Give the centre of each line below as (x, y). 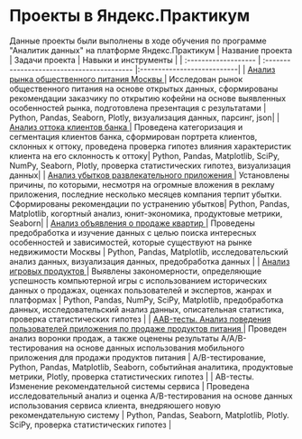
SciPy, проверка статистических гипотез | (91, 425)
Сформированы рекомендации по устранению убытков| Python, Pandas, (150, 203)
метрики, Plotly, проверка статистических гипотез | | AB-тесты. (132, 377)
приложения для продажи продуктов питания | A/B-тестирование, (137, 357)
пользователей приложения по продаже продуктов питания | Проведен (148, 328)
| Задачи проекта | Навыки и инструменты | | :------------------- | (135, 60)
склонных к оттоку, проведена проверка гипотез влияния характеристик (150, 146)
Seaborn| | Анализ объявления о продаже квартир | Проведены (132, 223)
